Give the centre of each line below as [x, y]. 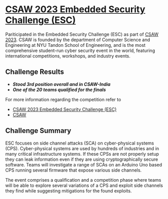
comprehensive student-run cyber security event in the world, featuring [80, 50]
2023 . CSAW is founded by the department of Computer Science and [78, 40]
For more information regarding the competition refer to [63, 99]
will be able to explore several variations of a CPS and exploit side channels [84, 185]
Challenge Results [35, 72]
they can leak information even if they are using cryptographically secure [82, 159]
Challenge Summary [38, 131]
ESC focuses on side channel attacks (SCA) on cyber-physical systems [80, 143]
